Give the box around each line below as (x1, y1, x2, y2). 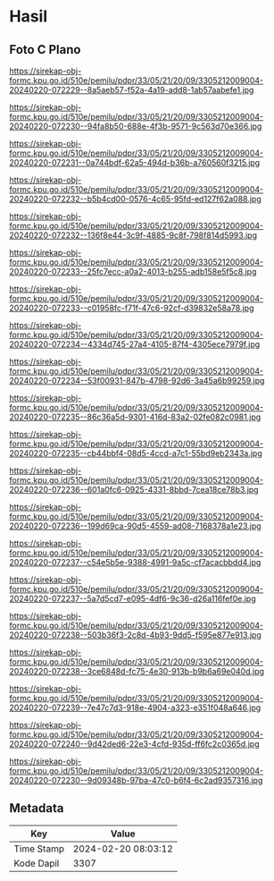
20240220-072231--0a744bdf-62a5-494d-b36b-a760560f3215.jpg (9, 157, 261, 167)
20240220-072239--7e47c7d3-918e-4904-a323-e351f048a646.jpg (9, 702, 262, 713)
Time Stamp (13, 843, 65, 855)
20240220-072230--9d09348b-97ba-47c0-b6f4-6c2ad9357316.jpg (9, 775, 263, 785)
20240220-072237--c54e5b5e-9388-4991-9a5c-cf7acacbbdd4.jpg (9, 557, 262, 567)
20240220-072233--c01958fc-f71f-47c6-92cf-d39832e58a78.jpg (9, 302, 254, 313)
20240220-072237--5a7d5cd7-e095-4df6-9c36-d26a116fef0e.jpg (9, 593, 256, 604)
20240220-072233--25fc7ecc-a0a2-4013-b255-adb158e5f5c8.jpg (9, 267, 257, 276)
